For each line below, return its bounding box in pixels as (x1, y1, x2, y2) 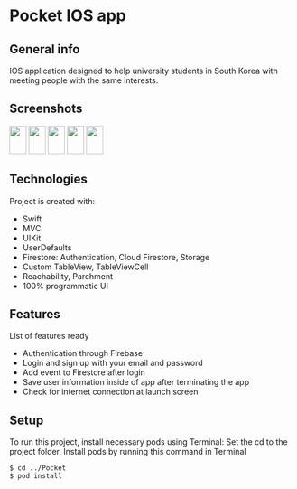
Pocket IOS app (9, 5, 126, 26)
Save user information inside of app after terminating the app (22, 377, 250, 388)
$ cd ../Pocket (9, 464, 67, 473)
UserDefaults (22, 241, 72, 253)
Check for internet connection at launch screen (22, 386, 199, 398)
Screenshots (9, 101, 83, 117)
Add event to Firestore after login (22, 367, 146, 378)
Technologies (9, 172, 88, 187)
